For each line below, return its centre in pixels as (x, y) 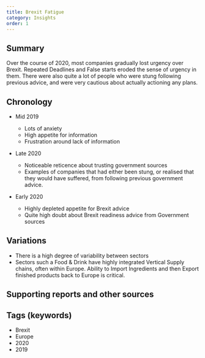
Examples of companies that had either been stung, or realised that (109, 172)
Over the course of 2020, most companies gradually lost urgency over (95, 63)
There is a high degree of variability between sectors (82, 256)
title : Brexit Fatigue (35, 12)
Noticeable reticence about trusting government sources (96, 165)
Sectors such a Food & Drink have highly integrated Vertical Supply (100, 262)
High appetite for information (61, 135)
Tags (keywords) (39, 315)
